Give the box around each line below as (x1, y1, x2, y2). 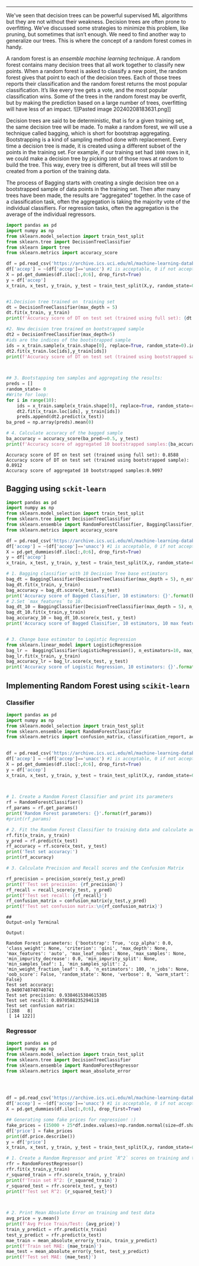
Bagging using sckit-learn (6, 484, 107, 494)
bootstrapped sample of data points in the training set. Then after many (6, 186, 181, 192)
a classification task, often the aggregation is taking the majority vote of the (6, 198, 191, 205)
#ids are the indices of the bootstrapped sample (6, 337, 131, 343)
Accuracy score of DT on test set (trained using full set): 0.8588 (6, 452, 179, 458)
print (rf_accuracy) (6, 854, 54, 860)
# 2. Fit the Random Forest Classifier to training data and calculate (6, 826, 187, 833)
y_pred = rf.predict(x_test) (6, 838, 78, 844)
